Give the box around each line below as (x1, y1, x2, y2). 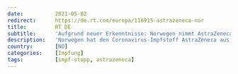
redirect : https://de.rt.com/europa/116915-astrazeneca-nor (7, 17, 204, 24)
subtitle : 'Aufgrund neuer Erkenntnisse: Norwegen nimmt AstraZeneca (7, 30, 233, 37)
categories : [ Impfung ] (7, 50, 84, 57)
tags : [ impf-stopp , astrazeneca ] (7, 56, 135, 63)
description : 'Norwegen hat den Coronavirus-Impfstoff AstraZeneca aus (7, 37, 230, 44)
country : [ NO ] (7, 43, 69, 50)
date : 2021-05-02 (7, 10, 87, 18)
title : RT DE (7, 23, 72, 30)
